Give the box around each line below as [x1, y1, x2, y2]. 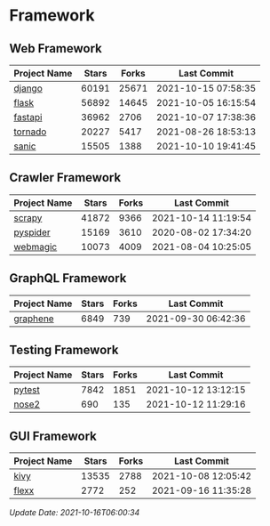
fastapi [13, 111, 43, 123]
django [13, 82, 43, 94]
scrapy [13, 211, 43, 223]
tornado [13, 125, 47, 138]
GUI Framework [9, 428, 98, 443]
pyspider [13, 226, 51, 239]
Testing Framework [9, 343, 119, 358]
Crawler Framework [9, 170, 122, 185]
